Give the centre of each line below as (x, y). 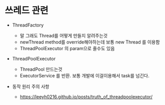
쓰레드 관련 (27, 10)
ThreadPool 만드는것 (41, 69)
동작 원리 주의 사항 (31, 86)
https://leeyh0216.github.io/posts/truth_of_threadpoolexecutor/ (86, 97)
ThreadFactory (28, 25)
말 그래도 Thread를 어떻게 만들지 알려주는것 (64, 35)
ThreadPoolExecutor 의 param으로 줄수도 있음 (67, 48)
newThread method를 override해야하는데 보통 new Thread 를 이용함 (90, 42)
